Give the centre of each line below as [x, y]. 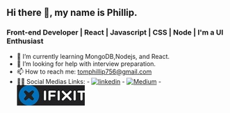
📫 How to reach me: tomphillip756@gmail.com [84, 71]
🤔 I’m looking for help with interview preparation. [86, 64]
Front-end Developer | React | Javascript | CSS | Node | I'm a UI [115, 33]
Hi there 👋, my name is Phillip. [72, 13]
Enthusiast [25, 41]
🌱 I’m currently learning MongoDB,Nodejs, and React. [93, 56]
